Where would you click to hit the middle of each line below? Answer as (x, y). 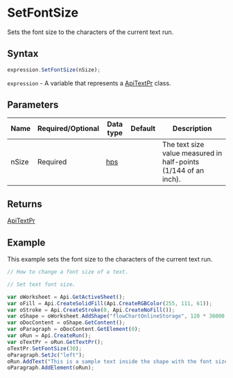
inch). (172, 180)
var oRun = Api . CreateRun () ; (49, 336)
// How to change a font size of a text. (68, 272)
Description (192, 128)
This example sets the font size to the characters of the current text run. (110, 259)
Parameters (33, 105)
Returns (25, 204)
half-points (181, 162)
